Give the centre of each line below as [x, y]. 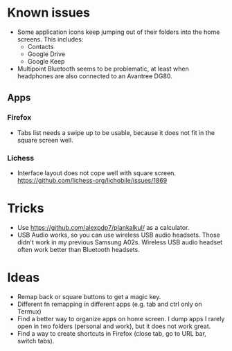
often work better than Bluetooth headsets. [78, 249]
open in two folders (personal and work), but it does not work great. [114, 326]
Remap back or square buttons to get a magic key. [89, 296]
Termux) [29, 311]
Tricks [26, 208]
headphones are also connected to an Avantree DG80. [95, 76]
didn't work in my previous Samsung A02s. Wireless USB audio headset [120, 242]
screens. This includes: [50, 39]
